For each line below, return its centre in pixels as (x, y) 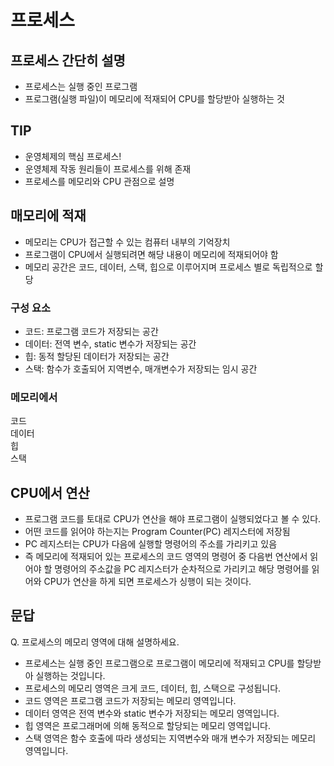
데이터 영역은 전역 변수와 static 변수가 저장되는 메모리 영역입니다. (152, 713)
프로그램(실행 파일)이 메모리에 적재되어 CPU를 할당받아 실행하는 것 (154, 99)
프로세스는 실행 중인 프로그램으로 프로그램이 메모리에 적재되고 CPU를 (159, 663)
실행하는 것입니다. (70, 675)
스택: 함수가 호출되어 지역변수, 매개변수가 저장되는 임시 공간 (141, 368)
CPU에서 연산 (50, 492)
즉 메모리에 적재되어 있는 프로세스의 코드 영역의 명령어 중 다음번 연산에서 (166, 557)
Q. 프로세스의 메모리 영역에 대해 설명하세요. (95, 642)
